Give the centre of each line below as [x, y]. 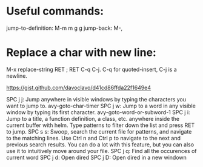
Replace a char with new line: [81, 53]
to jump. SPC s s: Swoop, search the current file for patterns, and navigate [99, 131]
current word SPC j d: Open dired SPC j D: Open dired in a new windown [96, 157]
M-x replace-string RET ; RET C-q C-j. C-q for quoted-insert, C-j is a [92, 69]
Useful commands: [55, 11]
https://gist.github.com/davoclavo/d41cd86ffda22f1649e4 [79, 87]
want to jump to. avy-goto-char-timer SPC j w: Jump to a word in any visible [101, 106]
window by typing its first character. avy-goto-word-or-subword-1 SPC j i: [98, 112]
